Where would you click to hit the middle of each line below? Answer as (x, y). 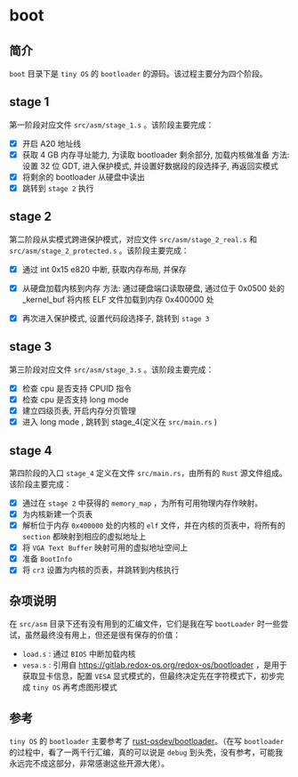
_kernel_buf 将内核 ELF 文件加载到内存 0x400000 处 (118, 299)
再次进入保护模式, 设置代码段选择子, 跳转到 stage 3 (116, 318)
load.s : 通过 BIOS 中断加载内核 (79, 654)
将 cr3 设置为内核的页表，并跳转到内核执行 (101, 570)
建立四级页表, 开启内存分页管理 (79, 411)
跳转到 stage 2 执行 (58, 188)
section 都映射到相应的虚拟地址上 (84, 537)
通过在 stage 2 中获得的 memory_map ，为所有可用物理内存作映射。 (142, 503)
